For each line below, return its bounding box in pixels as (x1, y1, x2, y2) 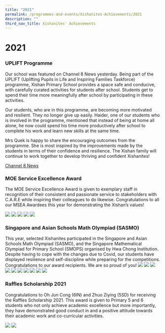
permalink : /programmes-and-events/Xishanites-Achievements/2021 (5, 12, 142, 17)
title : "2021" (5, 7, 34, 12)
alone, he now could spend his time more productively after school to (5, 122, 146, 128)
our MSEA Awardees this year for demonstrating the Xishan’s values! (5, 202, 144, 208)
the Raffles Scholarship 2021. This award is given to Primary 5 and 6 (5, 297, 144, 303)
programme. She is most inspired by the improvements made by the (5, 143, 143, 148)
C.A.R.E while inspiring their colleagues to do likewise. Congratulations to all (5, 197, 160, 203)
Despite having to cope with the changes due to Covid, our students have (5, 251, 154, 257)
